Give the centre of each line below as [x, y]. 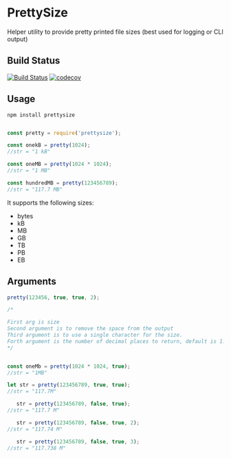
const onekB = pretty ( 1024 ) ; [49, 145]
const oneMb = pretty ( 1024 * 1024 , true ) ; [69, 366]
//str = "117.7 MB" [35, 189]
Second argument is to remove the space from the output [90, 329]
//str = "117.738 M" [37, 448]
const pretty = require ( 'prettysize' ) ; [64, 133]
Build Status [34, 61]
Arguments [32, 281]
